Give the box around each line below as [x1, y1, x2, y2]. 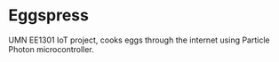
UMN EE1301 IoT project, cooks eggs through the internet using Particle [8, 35, 270, 45]
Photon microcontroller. [8, 43, 94, 54]
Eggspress [8, 5, 90, 26]
